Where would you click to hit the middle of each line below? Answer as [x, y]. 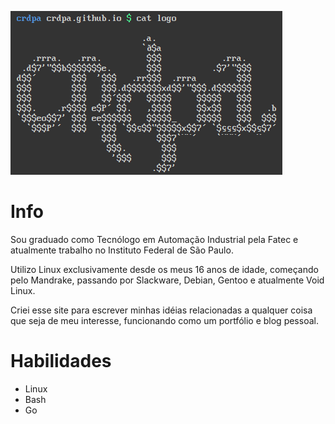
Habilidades [61, 361]
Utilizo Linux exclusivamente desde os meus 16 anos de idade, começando [164, 269]
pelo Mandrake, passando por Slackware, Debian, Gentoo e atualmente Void [167, 280]
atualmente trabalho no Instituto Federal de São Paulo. [122, 250]
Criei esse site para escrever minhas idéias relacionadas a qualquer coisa [161, 310]
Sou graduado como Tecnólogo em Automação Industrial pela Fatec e [154, 239]
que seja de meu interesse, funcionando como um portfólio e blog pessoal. [164, 320]
